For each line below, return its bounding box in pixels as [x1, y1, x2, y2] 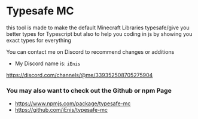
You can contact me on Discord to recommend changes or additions [6, 48, 175, 55]
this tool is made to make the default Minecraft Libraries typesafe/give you [6, 24, 190, 31]
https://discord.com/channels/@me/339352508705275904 [6, 71, 153, 78]
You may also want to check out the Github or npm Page [6, 86, 172, 94]
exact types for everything [6, 36, 72, 44]
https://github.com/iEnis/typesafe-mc [14, 106, 108, 114]
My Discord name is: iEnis [14, 60, 81, 67]
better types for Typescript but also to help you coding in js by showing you [6, 30, 193, 37]
